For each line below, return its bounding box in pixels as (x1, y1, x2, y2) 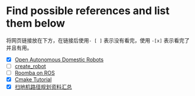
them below (6, 16, 66, 30)
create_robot (14, 63, 46, 69)
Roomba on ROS (14, 69, 55, 77)
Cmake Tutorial (14, 76, 52, 83)
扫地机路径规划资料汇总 (14, 84, 72, 91)
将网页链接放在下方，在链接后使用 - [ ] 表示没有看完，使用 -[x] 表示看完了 (6, 37, 190, 44)
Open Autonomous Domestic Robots (14, 56, 104, 63)
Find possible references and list (6, 4, 170, 18)
